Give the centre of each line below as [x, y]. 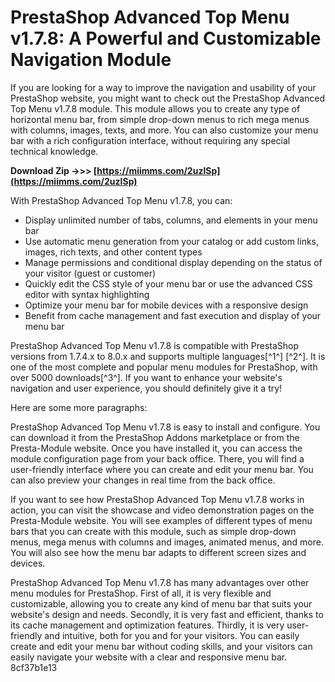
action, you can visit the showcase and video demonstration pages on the [162, 510]
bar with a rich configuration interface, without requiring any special [150, 140]
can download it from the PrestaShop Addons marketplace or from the [155, 437]
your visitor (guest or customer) [90, 273]
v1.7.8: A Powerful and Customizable [166, 38]
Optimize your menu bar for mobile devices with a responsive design [166, 305]
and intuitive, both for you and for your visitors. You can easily [172, 635]
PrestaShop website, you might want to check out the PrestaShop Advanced [168, 98]
